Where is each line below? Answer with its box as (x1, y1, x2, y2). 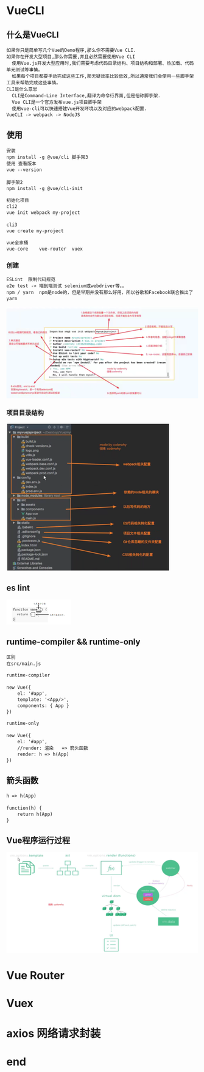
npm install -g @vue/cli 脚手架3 (6, 154, 88, 160)
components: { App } (17, 702, 69, 709)
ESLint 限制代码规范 (6, 276, 56, 283)
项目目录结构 (6, 409, 44, 417)
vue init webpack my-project (6, 209, 80, 216)
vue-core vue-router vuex (6, 246, 83, 252)
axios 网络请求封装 (6, 1026, 101, 1040)
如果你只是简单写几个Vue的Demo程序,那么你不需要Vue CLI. (6, 47, 136, 53)
